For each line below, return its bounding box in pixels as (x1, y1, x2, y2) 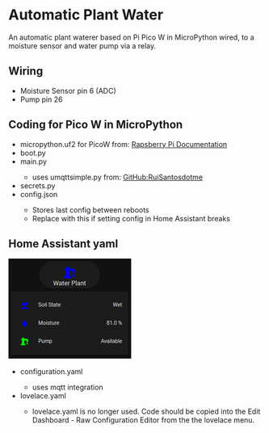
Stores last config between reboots (32, 204, 149, 215)
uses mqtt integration (32, 382, 103, 393)
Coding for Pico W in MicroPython (8, 118, 183, 132)
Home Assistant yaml (8, 237, 119, 250)
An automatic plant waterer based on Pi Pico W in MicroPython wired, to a (8, 32, 254, 42)
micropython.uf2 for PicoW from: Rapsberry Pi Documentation (19, 139, 228, 149)
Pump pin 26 (19, 95, 63, 104)
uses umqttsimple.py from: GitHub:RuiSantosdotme (32, 172, 204, 182)
